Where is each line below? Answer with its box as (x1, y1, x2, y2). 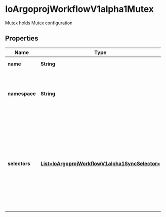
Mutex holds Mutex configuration (5, 20, 73, 26)
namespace (7, 90, 36, 97)
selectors (7, 160, 31, 167)
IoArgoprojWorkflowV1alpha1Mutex (5, 3, 154, 15)
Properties (5, 34, 39, 43)
